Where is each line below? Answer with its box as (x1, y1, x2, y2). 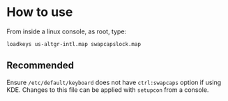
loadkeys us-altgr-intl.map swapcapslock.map (6, 40, 141, 47)
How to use (6, 4, 73, 20)
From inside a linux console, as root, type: (6, 27, 127, 36)
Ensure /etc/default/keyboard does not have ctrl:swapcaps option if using (6, 78, 222, 86)
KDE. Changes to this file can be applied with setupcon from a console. (6, 85, 209, 94)
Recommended (6, 60, 75, 72)
